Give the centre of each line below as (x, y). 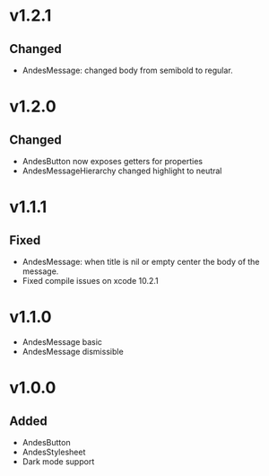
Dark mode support (58, 461)
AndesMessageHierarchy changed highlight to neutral (122, 171)
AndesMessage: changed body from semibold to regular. (127, 70)
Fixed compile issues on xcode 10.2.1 (90, 281)
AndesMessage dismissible (73, 351)
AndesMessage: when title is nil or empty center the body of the (141, 262)
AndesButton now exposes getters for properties (113, 161)
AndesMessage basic (62, 341)
